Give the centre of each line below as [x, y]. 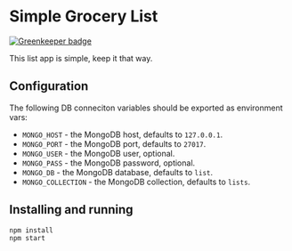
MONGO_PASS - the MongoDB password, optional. [109, 163]
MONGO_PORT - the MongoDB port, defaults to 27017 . [114, 143]
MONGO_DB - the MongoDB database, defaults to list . [118, 172]
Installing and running [71, 210]
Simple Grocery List [84, 16]
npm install [31, 230]
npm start [28, 239]
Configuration [49, 86]
